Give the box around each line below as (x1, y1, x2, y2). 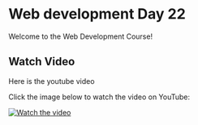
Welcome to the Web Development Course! (8, 31, 153, 41)
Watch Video (8, 55, 75, 69)
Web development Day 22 (8, 5, 187, 23)
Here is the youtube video (8, 76, 95, 85)
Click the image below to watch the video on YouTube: (8, 92, 191, 102)
